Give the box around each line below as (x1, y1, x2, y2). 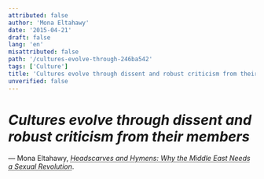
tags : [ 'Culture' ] (8, 63, 68, 71)
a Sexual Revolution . (8, 162, 75, 171)
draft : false (8, 33, 51, 42)
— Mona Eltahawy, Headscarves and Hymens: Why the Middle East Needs (8, 154, 251, 163)
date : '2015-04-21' (8, 26, 72, 34)
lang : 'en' (8, 41, 44, 49)
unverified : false (8, 77, 68, 85)
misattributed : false (8, 48, 79, 56)
